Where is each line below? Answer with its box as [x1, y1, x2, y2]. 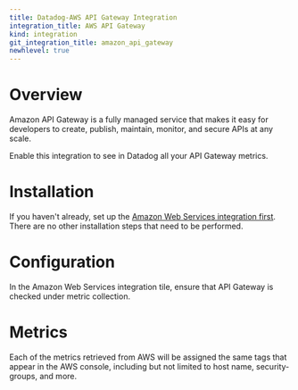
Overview [9, 85, 83, 105]
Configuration [9, 252, 116, 272]
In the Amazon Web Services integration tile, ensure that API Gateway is [9, 281, 274, 292]
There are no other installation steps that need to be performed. [9, 220, 244, 231]
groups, [9, 370, 38, 381]
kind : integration [9, 29, 78, 38]
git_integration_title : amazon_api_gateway [9, 37, 174, 47]
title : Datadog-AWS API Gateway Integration [9, 12, 178, 22]
